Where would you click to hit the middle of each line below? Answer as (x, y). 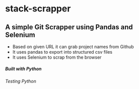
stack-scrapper (38, 9)
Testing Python (21, 81)
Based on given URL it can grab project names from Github (73, 47)
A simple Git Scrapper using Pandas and (69, 27)
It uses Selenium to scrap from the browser (57, 57)
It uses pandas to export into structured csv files (62, 52)
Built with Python (23, 69)
